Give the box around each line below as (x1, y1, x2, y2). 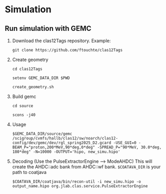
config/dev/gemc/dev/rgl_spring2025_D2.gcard (12, 140, 111, 145)
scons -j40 (12, 112, 36, 118)
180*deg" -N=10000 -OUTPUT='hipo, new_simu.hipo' (12, 149, 121, 154)
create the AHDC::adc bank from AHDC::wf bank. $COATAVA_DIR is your (12, 164, 161, 170)
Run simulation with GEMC (5, 24, 92, 33)
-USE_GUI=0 (113, 140, 137, 145)
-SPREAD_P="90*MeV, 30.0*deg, (97, 145, 162, 150)
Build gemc (12, 93, 36, 100)
